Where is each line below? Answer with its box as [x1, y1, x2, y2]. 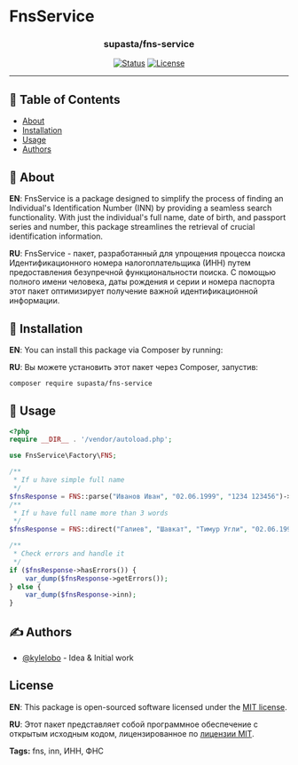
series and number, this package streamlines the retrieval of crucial [9, 222, 255, 233]
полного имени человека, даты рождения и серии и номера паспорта [9, 277, 275, 288]
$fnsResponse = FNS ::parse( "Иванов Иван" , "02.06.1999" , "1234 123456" [9, 492, 279, 501]
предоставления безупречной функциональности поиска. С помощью [9, 267, 277, 278]
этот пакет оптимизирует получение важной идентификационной [9, 286, 259, 296]
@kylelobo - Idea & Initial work [21, 652, 135, 663]
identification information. [9, 231, 104, 241]
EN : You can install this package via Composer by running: [9, 344, 223, 355]
